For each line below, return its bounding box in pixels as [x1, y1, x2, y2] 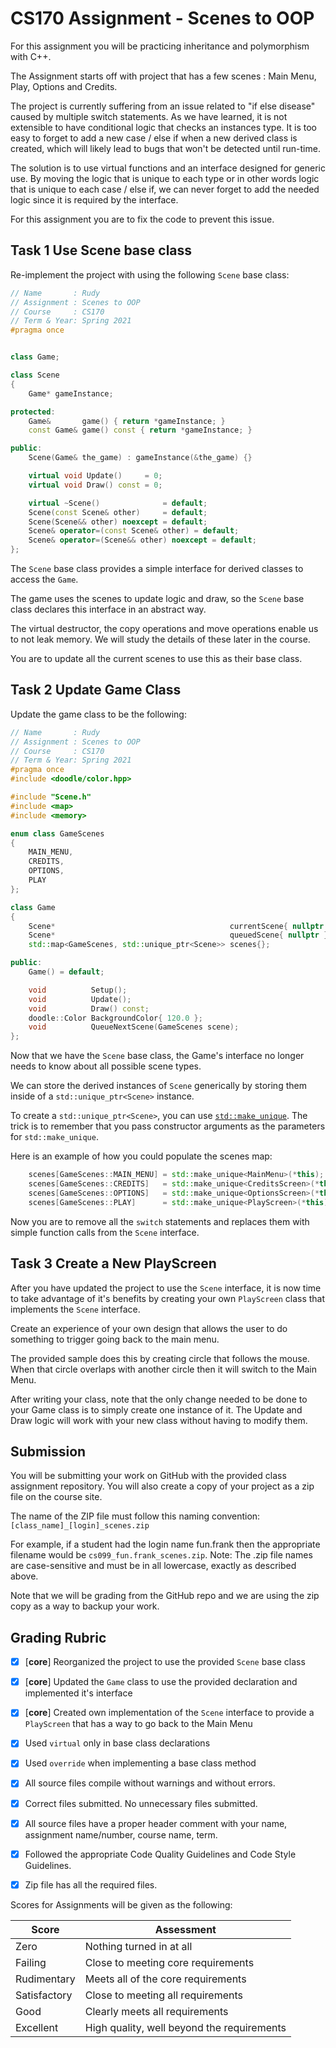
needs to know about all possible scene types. [10, 1060, 202, 1072]
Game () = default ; [28, 967, 105, 977]
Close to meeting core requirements [84, 1955, 255, 1969]
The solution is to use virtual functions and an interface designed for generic [10, 162, 326, 174]
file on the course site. [10, 1491, 103, 1503]
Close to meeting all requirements [84, 1988, 243, 2002]
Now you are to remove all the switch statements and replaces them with [10, 1215, 310, 1227]
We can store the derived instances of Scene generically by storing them [10, 1080, 307, 1092]
